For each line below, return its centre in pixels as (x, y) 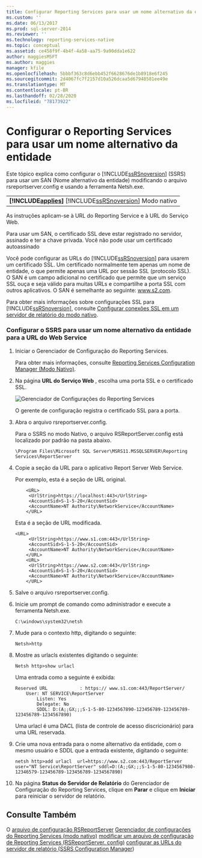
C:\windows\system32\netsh (49, 622)
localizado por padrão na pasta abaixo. (63, 440)
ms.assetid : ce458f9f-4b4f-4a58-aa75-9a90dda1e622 (71, 51)
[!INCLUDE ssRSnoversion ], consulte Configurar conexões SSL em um (93, 308)
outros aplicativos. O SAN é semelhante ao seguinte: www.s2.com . (89, 290)
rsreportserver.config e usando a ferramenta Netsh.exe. (75, 186)
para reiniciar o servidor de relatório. (60, 796)
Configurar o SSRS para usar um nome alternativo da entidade (99, 330)
